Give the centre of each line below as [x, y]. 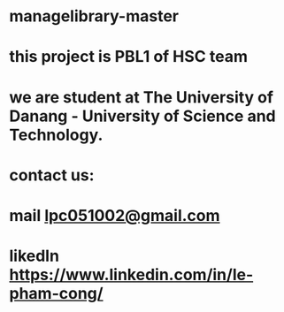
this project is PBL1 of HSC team [128, 57]
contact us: [52, 175]
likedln [35, 256]
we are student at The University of [142, 97]
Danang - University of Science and [142, 116]
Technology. [56, 135]
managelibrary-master [94, 16]
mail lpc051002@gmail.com [115, 215]
